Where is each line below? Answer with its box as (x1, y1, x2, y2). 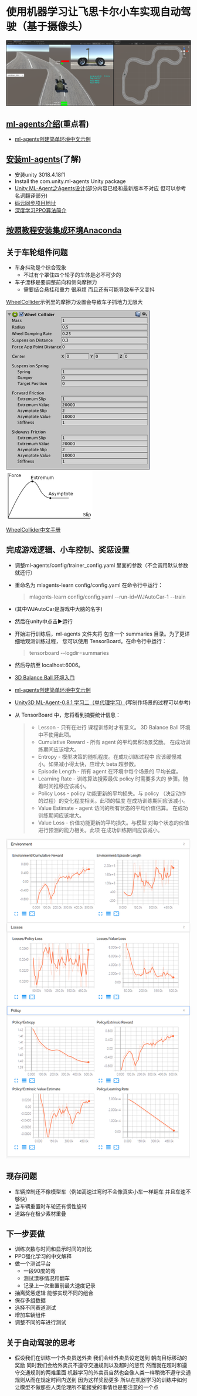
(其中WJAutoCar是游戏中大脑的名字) (14, 605, 103, 612)
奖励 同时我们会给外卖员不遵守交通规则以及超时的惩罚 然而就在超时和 (14, 1362, 182, 1369)
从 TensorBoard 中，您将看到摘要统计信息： (14, 711, 121, 718)
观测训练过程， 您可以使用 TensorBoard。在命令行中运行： (25, 637, 167, 644)
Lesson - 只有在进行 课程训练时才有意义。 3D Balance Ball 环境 (38, 724, 191, 731)
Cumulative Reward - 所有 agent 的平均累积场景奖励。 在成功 (38, 738, 186, 745)
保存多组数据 (14, 1297, 46, 1304)
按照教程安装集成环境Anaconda (6, 225, 122, 235)
